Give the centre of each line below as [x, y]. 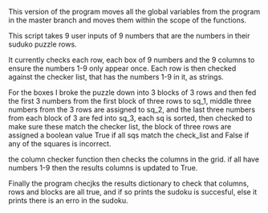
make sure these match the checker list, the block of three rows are [120, 127]
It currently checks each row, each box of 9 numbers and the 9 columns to [132, 60]
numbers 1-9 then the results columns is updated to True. [103, 168]
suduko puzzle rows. [43, 44]
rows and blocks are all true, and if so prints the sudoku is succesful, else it [133, 192]
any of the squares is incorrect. [60, 143]
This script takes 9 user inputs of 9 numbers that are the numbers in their [129, 36]
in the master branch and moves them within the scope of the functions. [128, 20]
